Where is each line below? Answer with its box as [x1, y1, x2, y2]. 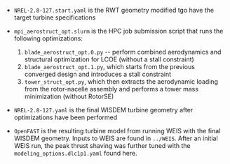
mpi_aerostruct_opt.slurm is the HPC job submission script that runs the [13, 27, 224, 35]
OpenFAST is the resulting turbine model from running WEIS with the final [13, 127, 221, 135]
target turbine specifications [13, 13, 96, 22]
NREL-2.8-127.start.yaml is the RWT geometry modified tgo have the [13, 6, 215, 14]
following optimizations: [13, 34, 83, 43]
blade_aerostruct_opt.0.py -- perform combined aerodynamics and [24, 48, 222, 56]
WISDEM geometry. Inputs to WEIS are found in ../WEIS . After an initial [13, 134, 219, 142]
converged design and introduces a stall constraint [24, 70, 172, 78]
